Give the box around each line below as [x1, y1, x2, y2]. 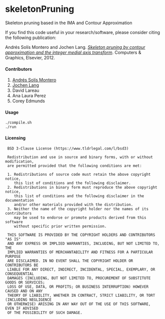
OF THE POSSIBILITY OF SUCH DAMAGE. [7, 310, 83, 315]
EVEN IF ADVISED [5, 306, 38, 311]
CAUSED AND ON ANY [5, 288, 43, 293]
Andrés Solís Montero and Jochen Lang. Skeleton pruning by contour [5, 44, 145, 50]
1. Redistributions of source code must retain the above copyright [7, 172, 151, 177]
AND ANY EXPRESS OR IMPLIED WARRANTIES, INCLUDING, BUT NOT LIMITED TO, [7, 241, 160, 246]
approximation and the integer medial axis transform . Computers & [5, 49, 141, 55]
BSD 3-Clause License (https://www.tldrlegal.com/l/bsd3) [7, 146, 129, 151]
